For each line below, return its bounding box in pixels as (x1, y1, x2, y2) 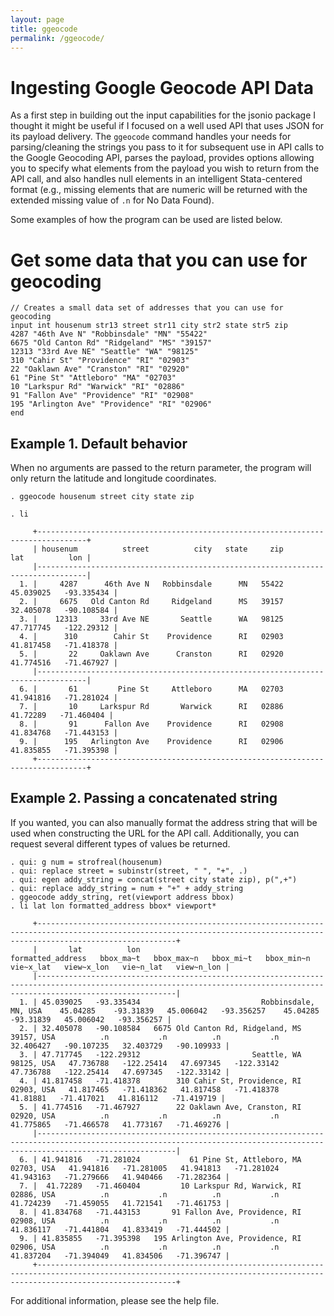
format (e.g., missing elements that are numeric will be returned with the (10, 184, 308, 196)
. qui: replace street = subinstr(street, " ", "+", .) (10, 866, 248, 876)
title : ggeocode (10, 24, 78, 34)
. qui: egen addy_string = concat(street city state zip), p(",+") (10, 874, 298, 885)
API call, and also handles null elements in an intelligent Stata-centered (10, 173, 303, 185)
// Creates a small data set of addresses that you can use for (10, 303, 284, 313)
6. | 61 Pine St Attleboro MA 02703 (19, 684, 284, 695)
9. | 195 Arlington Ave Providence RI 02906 (19, 737, 284, 747)
